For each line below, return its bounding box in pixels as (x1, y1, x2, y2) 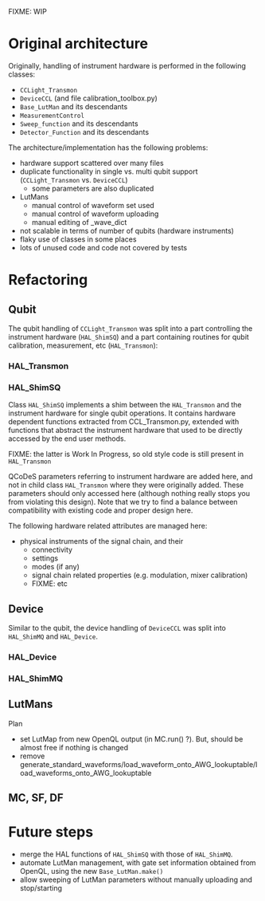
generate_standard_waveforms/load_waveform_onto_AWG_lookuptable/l (19, 759, 258, 769)
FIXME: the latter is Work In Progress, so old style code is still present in (8, 450, 244, 459)
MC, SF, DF (8, 791, 64, 805)
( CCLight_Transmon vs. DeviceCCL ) (19, 175, 129, 184)
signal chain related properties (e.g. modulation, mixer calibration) (31, 570, 248, 580)
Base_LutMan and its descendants (19, 101, 128, 111)
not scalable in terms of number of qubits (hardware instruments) (19, 226, 235, 235)
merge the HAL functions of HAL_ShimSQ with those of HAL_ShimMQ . (19, 849, 233, 859)
